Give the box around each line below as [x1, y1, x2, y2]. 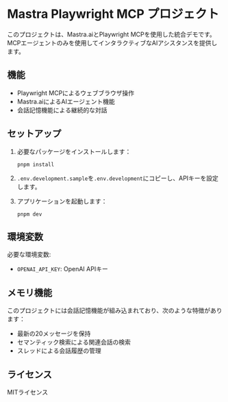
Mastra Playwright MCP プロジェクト [7, 6, 220, 22]
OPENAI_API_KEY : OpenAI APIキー [16, 265, 108, 273]
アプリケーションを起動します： [16, 197, 107, 205]
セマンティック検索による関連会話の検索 [16, 338, 131, 347]
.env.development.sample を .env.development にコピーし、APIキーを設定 [16, 174, 219, 182]
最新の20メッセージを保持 [16, 329, 91, 338]
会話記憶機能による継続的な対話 [16, 105, 107, 114]
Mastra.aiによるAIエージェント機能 [16, 97, 115, 105]
